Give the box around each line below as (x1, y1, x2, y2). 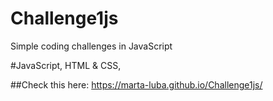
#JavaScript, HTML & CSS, (10, 59, 122, 71)
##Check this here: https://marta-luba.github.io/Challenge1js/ (10, 78, 263, 91)
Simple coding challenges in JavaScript (10, 40, 173, 52)
